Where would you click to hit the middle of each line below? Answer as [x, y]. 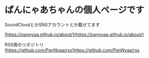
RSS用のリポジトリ [24, 44]
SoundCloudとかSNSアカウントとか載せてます [52, 25]
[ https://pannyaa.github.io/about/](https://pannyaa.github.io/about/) [74, 34]
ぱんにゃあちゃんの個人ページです [74, 10]
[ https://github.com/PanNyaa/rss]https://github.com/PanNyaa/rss [72, 50]
